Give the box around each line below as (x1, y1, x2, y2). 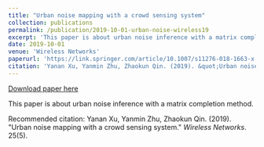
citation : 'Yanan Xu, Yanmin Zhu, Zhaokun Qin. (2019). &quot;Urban (8, 63, 237, 70)
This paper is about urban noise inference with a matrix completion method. (8, 99, 254, 108)
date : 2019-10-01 (8, 41, 65, 48)
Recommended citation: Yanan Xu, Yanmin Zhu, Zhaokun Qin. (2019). (8, 114, 232, 124)
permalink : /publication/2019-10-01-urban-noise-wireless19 (8, 26, 210, 34)
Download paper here (8, 84, 79, 93)
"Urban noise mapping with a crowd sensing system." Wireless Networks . (8, 122, 247, 131)
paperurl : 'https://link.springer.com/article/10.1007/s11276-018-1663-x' (8, 56, 258, 63)
